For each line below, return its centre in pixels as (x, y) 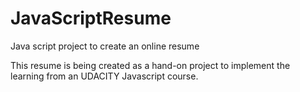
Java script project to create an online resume (105, 46)
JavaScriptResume (91, 18)
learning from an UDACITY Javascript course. (104, 76)
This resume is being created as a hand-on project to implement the (150, 65)
